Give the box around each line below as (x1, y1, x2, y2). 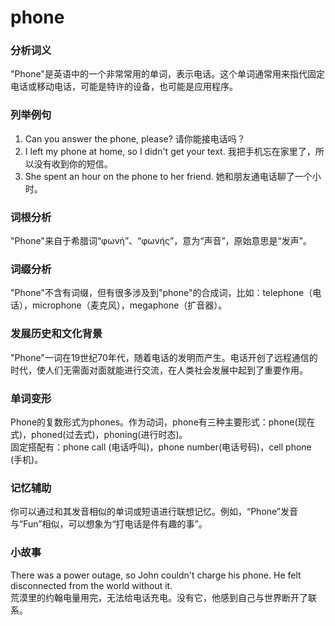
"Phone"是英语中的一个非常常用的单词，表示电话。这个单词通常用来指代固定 (10, 68, 325, 80)
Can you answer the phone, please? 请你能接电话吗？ (24, 132, 246, 145)
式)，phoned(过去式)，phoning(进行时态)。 (10, 428, 188, 440)
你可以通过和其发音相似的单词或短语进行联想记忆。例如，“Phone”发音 (10, 506, 299, 518)
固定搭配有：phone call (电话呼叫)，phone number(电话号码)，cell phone (10, 441, 312, 453)
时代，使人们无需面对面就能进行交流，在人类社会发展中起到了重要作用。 (10, 364, 308, 376)
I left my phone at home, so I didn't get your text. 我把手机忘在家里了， (24, 145, 316, 157)
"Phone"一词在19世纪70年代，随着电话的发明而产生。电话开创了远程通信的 (10, 351, 318, 363)
